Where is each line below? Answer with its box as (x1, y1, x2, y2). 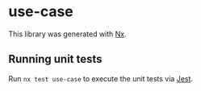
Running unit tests (8, 52, 103, 66)
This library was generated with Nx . (8, 29, 127, 39)
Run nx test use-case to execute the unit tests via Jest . (8, 73, 194, 83)
